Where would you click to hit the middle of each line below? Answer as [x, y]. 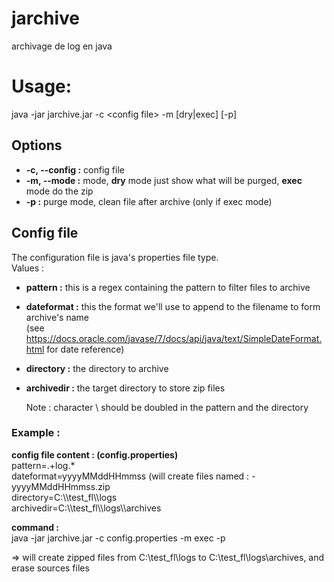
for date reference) [85, 349]
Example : [36, 433]
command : [35, 527]
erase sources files [50, 568]
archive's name [57, 317]
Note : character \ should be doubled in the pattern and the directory [167, 407]
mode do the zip [59, 191]
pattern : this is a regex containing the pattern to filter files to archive [168, 287]
